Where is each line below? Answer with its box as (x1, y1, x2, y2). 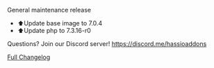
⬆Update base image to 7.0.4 (17, 19, 103, 27)
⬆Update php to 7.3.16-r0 (17, 27, 92, 34)
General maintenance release (7, 6, 92, 14)
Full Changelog (7, 53, 51, 61)
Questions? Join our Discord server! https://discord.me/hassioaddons (7, 40, 207, 47)
